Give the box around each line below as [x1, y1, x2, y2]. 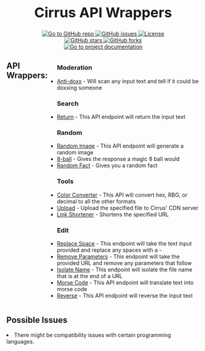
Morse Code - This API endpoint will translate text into [56, 279, 194, 286]
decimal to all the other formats [56, 197, 136, 205]
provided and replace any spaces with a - [56, 246, 162, 254]
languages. [6, 338, 35, 345]
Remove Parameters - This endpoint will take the [56, 252, 180, 260]
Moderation [56, 64, 93, 72]
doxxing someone [56, 84, 102, 91]
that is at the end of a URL [56, 272, 123, 279]
